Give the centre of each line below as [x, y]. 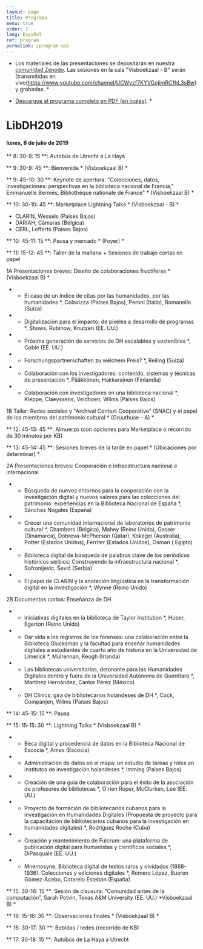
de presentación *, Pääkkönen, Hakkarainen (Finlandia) [93, 380]
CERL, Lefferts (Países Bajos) [52, 229]
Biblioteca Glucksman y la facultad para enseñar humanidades [102, 643]
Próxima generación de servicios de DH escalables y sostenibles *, [107, 341]
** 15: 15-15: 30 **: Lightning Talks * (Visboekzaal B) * [74, 726]
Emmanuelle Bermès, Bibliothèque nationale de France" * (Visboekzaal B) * [100, 193]
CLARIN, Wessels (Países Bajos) [55, 216]
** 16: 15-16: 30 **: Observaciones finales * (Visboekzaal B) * [83, 916]
